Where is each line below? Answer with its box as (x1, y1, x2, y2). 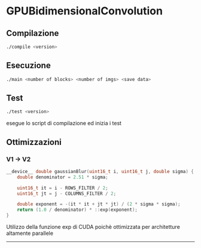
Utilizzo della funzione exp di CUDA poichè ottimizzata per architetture (6, 223, 181, 231)
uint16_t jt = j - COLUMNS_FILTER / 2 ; (17, 190, 117, 196)
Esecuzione (6, 61, 51, 71)
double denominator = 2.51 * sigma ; (17, 174, 109, 180)
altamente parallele (6, 229, 54, 237)
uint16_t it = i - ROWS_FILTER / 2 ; (17, 185, 109, 191)
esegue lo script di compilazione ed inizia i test (6, 120, 121, 127)
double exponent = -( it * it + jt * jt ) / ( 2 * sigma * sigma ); (17, 201, 181, 207)
